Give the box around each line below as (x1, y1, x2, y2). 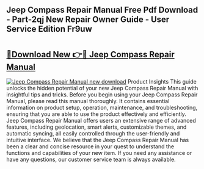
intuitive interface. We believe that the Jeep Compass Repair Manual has (6, 137, 189, 143)
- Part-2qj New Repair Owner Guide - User (6, 15, 170, 25)
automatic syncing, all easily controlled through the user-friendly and (6, 130, 180, 137)
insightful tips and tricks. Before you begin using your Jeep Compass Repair (6, 91, 198, 98)
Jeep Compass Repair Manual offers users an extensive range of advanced (6, 117, 197, 124)
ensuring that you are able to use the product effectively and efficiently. (6, 110, 186, 118)
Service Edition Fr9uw (6, 24, 93, 34)
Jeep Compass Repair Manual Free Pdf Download (6, 5, 199, 15)
